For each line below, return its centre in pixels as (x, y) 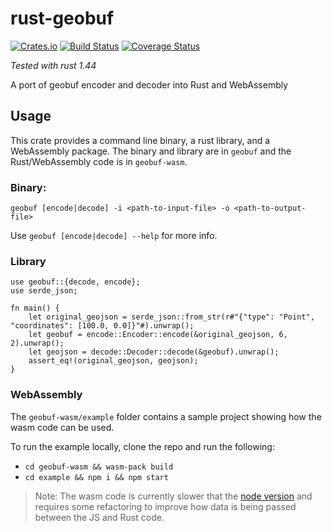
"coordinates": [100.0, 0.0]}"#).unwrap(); (102, 326)
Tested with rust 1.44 (53, 65)
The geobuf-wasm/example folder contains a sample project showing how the (166, 416)
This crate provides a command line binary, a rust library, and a (140, 140)
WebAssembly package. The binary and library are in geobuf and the (151, 151)
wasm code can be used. (62, 427)
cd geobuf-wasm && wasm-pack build (99, 467)
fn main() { (35, 308)
